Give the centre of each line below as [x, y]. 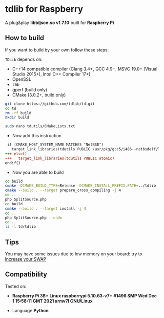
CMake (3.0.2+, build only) [39, 95]
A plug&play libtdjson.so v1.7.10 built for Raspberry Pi [60, 23]
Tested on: [16, 286]
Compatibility [26, 275]
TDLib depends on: [24, 59]
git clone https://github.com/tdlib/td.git [50, 104]
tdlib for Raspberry [44, 9]
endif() [13, 163]
